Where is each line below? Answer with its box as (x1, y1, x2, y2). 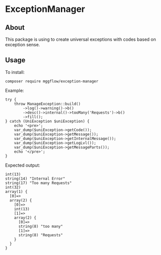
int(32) (5, 185, 21, 190)
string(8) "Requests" (18, 232, 63, 238)
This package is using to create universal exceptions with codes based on (5, 36, 156, 42)
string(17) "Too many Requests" (5, 180, 72, 186)
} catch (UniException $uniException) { (5, 119, 90, 124)
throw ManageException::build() (14, 101, 81, 106)
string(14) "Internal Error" (5, 176, 65, 181)
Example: (5, 87, 24, 93)
